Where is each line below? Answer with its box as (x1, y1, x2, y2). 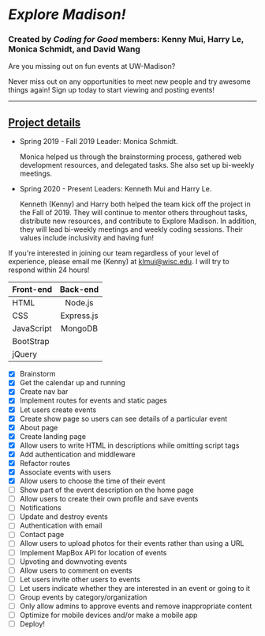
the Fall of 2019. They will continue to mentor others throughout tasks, (19, 208, 248, 218)
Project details (8, 115, 81, 129)
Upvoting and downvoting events (19, 556, 128, 566)
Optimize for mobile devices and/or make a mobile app (19, 610, 198, 619)
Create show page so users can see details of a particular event (19, 414, 228, 423)
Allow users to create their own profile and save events (19, 494, 199, 504)
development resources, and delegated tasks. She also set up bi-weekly (19, 161, 255, 170)
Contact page (19, 530, 65, 539)
